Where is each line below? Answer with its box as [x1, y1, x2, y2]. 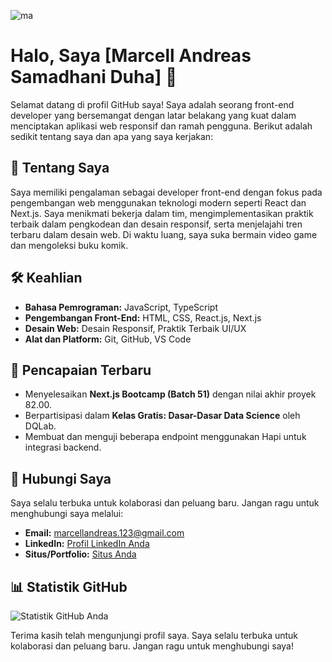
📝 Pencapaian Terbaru [10, 361, 152, 379]
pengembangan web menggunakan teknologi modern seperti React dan [10, 196, 307, 209]
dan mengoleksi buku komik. [10, 239, 129, 251]
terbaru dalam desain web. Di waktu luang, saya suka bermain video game [10, 228, 318, 240]
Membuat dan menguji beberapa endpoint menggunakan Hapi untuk [24, 431, 307, 443]
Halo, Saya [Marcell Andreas [10, 45, 252, 67]
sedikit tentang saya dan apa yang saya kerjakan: [10, 130, 214, 142]
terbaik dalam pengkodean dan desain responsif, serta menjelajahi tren [10, 218, 303, 230]
